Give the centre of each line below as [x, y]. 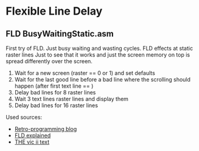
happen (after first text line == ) [54, 86]
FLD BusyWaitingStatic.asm [60, 34]
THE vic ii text [32, 142]
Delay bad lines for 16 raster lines [56, 105]
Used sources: [24, 117]
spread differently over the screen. [49, 61]
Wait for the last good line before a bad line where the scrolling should [103, 79]
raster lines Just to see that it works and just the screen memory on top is [98, 55]
